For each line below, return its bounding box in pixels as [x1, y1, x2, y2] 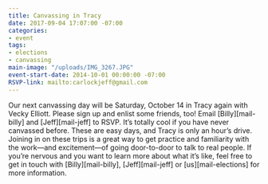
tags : [8, 41, 26, 49]
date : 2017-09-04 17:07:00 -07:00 [8, 19, 124, 27]
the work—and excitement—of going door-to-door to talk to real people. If [8, 143, 252, 152]
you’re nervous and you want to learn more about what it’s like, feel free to [8, 151, 253, 160]
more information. [8, 168, 67, 178]
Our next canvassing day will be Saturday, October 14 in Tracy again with [8, 100, 249, 110]
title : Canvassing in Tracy [8, 11, 102, 20]
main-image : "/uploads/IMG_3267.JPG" [8, 64, 134, 72]
